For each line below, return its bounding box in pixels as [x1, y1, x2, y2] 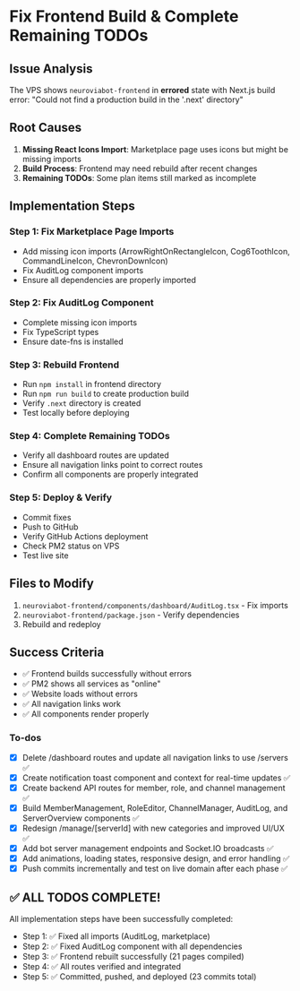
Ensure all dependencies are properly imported [21, 274, 197, 285]
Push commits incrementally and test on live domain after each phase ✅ [21, 863, 288, 875]
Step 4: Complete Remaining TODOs [9, 430, 170, 443]
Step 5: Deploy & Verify [9, 491, 113, 504]
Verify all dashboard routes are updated [21, 450, 169, 461]
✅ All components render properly [21, 709, 150, 720]
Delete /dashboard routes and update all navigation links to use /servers [21, 752, 288, 763]
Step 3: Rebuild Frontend [9, 358, 120, 371]
